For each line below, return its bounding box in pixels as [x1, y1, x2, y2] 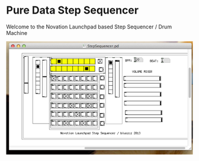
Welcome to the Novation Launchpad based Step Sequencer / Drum [6, 23, 172, 30]
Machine [6, 29, 28, 36]
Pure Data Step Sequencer [6, 4, 139, 17]
